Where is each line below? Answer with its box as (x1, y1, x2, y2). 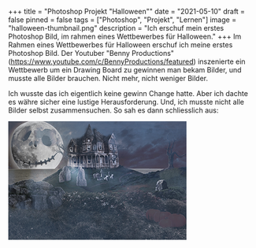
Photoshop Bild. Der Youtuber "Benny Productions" (8, 49, 175, 57)
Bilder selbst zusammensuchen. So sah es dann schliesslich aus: (8, 105, 219, 115)
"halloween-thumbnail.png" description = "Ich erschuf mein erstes (8, 24, 224, 32)
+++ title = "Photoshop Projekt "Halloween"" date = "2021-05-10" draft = (8, 7, 246, 16)
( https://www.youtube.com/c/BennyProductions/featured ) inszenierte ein (8, 57, 246, 66)
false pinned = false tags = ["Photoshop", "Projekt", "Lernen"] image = (8, 15, 237, 24)
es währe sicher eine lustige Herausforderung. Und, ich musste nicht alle (8, 98, 244, 106)
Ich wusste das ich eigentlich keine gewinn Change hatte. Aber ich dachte (8, 89, 248, 98)
